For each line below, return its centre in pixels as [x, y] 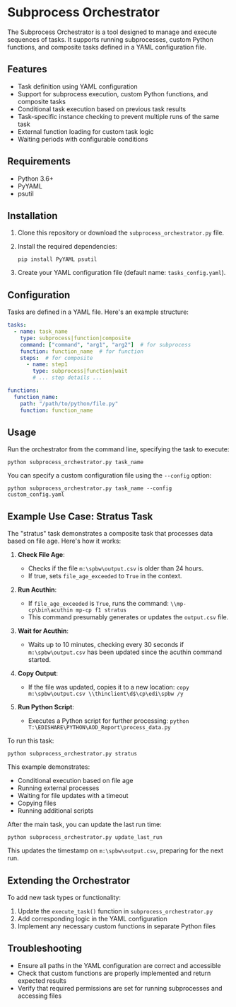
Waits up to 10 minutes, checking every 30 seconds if [106, 645]
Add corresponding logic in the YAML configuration [92, 919]
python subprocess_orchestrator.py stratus [72, 754]
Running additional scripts [55, 811]
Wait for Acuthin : [43, 631]
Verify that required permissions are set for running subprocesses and [120, 988]
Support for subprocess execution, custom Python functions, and [113, 94]
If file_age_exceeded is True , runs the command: [99, 604]
